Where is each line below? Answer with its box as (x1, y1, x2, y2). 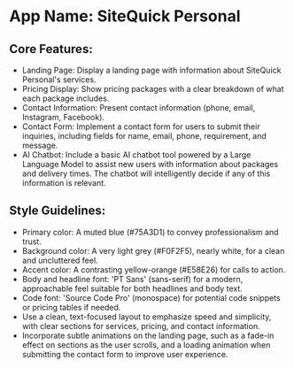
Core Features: (9, 42, 93, 57)
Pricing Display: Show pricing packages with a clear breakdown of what (21, 84, 285, 94)
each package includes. (21, 93, 110, 103)
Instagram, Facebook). (21, 112, 104, 122)
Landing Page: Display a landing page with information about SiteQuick (21, 65, 282, 75)
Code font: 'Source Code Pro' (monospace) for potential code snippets (21, 292, 281, 303)
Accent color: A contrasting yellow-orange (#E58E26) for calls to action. (21, 264, 286, 275)
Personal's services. (21, 74, 97, 85)
